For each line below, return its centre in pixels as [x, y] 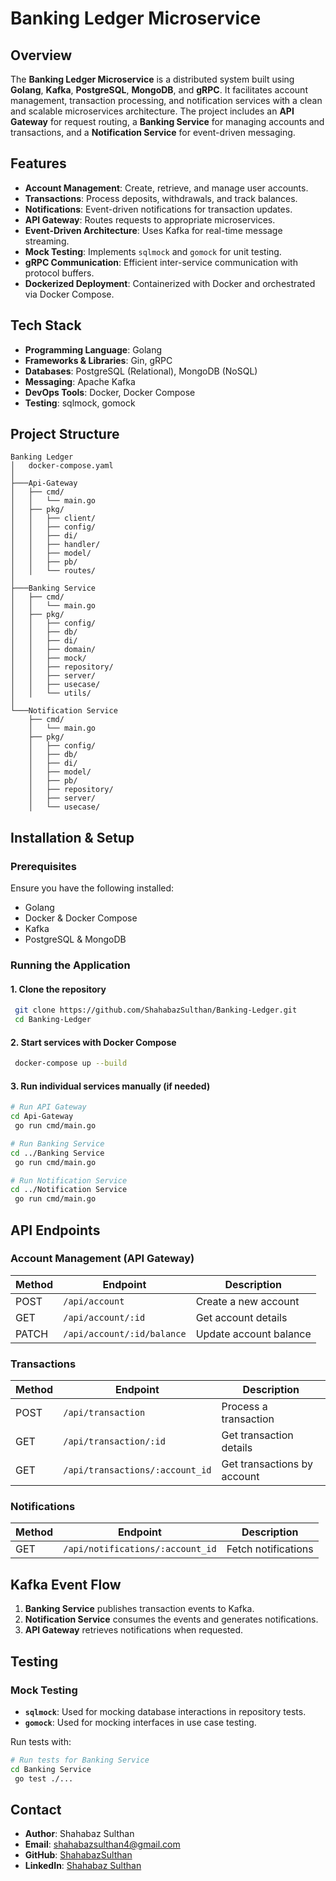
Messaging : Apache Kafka [80, 381]
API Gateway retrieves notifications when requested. [134, 1630]
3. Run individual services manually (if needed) [110, 1086]
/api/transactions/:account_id [137, 1470]
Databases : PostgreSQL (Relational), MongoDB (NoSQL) [141, 371]
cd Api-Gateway [42, 1117]
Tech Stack [46, 325]
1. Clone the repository [58, 989]
